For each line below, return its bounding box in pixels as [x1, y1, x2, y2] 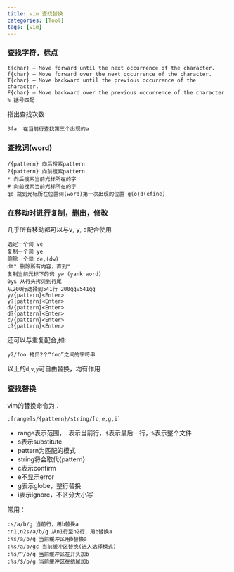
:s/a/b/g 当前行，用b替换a [7, 521, 79, 528]
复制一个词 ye [7, 248, 44, 256]
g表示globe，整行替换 [17, 481, 82, 490]
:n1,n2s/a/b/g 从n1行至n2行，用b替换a [7, 528, 112, 535]
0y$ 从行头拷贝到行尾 [7, 278, 62, 285]
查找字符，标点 [7, 48, 58, 58]
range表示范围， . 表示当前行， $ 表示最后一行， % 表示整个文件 [17, 428, 192, 437]
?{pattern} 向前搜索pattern [7, 168, 86, 175]
